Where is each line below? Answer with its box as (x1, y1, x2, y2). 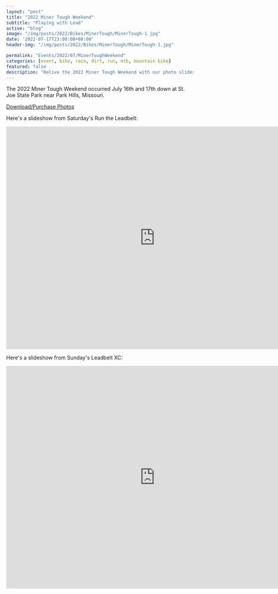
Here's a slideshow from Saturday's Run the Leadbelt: (6, 115, 138, 122)
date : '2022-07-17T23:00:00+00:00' (6, 36, 94, 42)
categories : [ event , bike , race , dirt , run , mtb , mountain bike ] (6, 58, 172, 64)
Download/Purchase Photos (6, 103, 75, 110)
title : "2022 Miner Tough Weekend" (6, 14, 94, 20)
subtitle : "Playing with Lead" (6, 20, 84, 26)
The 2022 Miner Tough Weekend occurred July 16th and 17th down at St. (6, 86, 185, 93)
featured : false (6, 64, 46, 69)
